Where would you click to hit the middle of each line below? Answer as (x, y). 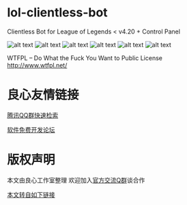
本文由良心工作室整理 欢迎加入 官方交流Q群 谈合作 (76, 180)
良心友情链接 (43, 95)
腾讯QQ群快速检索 (33, 115)
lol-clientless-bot (57, 13)
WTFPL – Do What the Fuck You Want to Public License (85, 58)
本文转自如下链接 (31, 194)
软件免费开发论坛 (31, 129)
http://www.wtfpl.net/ (37, 65)
